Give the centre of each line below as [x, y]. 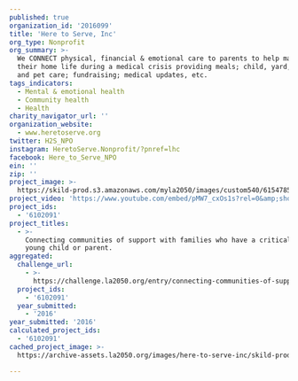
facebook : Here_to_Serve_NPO [63, 157]
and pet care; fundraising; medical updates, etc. [113, 75]
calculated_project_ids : [55, 330]
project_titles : [39, 223]
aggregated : [31, 257]
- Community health [53, 100]
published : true [39, 17]
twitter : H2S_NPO [41, 141]
